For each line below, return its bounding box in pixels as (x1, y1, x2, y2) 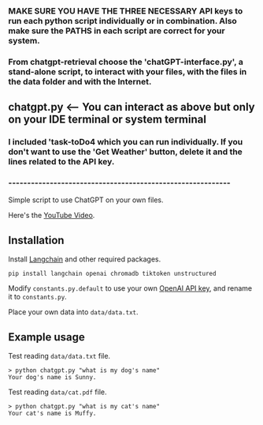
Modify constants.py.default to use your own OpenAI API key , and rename (8, 284, 253, 293)
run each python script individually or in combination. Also (8, 15, 238, 26)
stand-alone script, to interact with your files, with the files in (8, 66, 247, 77)
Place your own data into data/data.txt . (8, 307, 139, 317)
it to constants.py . (8, 292, 67, 302)
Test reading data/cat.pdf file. (8, 387, 107, 397)
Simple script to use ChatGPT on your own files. (8, 195, 164, 205)
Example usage (8, 330, 85, 344)
